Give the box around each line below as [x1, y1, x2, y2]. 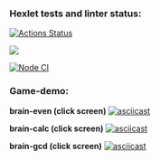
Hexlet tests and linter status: [9, 7, 142, 20]
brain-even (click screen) [9, 105, 107, 116]
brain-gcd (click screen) [9, 140, 102, 151]
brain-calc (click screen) [9, 123, 104, 134]
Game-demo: [9, 85, 70, 98]
